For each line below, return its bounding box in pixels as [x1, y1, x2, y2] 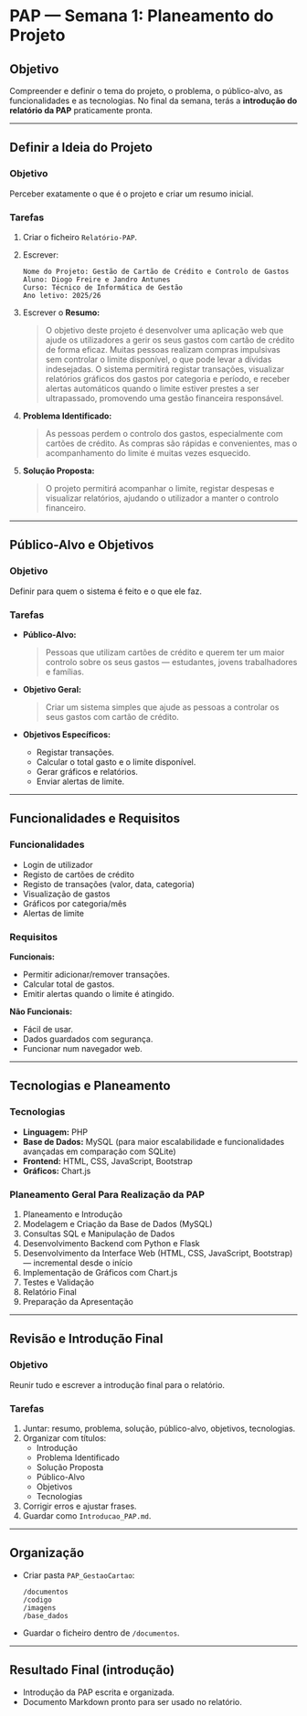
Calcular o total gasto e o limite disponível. [36, 756, 196, 768]
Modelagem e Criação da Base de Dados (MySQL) [22, 1218, 213, 1229]
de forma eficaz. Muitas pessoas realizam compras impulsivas [45, 344, 281, 355]
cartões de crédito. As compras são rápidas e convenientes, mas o [45, 438, 298, 449]
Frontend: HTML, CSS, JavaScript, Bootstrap [22, 1155, 194, 1166]
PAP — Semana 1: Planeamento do [9, 5, 274, 26]
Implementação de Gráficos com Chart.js [22, 1266, 178, 1277]
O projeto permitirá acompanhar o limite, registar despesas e [45, 482, 275, 493]
